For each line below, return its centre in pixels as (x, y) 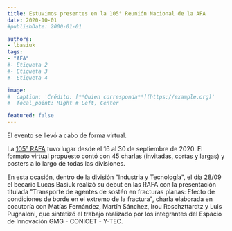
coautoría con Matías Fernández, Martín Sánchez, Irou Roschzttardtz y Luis (115, 206)
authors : (20, 39)
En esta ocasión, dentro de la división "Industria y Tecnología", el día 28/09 (114, 177)
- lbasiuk (21, 46)
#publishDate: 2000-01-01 (44, 26)
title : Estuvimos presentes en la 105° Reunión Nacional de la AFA (107, 14)
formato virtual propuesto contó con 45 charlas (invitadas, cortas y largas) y (116, 156)
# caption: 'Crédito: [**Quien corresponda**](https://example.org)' (111, 97)
